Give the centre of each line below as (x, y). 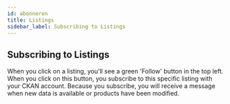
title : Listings (31, 20)
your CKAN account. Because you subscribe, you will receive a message (111, 86)
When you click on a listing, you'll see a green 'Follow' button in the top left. (115, 71)
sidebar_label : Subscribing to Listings (67, 26)
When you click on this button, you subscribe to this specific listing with (110, 79)
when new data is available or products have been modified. (93, 94)
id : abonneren (28, 14)
